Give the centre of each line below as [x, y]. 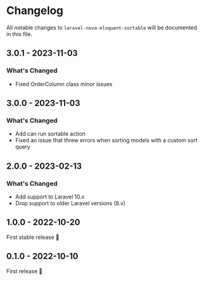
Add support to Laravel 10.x [50, 197]
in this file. [19, 34]
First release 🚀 [24, 271]
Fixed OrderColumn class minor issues [64, 84]
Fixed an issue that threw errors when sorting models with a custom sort [106, 140]
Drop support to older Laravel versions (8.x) [70, 203]
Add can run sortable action [50, 134]
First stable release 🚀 [33, 237]
